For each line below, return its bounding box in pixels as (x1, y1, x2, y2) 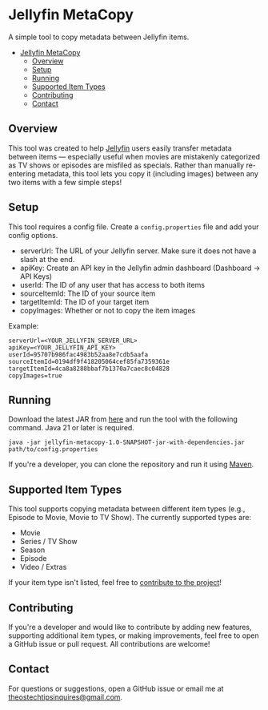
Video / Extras (19, 563, 67, 572)
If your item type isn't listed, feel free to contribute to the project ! (8, 578, 222, 587)
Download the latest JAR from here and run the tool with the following (8, 414, 238, 424)
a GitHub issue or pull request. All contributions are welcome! (8, 639, 210, 648)
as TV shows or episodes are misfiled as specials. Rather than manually (8, 160, 245, 170)
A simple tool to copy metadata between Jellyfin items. (8, 32, 190, 42)
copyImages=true (8, 371, 62, 380)
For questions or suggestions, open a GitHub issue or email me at (8, 684, 224, 693)
